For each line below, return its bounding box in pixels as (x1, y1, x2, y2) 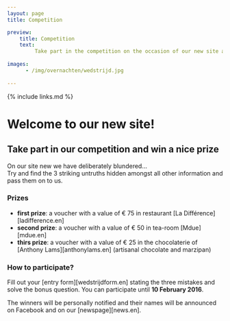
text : (19, 42, 36, 49)
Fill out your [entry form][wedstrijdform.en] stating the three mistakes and (7, 278, 216, 287)
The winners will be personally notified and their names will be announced (7, 299, 217, 307)
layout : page (7, 10, 44, 17)
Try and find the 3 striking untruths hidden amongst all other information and (7, 169, 223, 177)
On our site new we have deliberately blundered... (7, 162, 147, 170)
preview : (7, 29, 32, 36)
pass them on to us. (7, 176, 63, 185)
